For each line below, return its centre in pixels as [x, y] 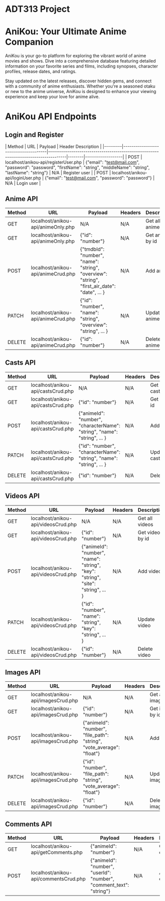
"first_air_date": [98, 286]
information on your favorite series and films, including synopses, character [82, 66]
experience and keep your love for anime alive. [52, 97]
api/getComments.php [57, 852]
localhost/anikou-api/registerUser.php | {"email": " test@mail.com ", [72, 162]
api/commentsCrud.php [58, 879]
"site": [88, 583]
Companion [29, 42]
